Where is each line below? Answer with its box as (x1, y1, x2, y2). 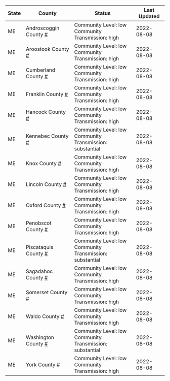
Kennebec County (25, 133, 69, 139)
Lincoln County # (25, 181, 67, 187)
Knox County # (25, 160, 62, 167)
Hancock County (25, 109, 66, 115)
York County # (25, 361, 60, 368)
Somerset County (25, 289, 68, 296)
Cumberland (25, 67, 56, 73)
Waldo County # (25, 313, 64, 320)
